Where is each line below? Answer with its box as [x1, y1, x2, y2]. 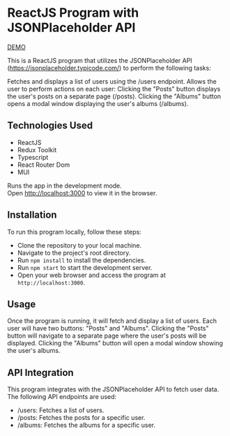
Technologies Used [7, 120, 93, 132]
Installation [7, 209, 57, 221]
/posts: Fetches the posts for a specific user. [17, 414, 146, 422]
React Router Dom [17, 160, 70, 169]
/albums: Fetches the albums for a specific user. [17, 421, 155, 430]
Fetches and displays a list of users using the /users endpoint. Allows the [7, 77, 217, 85]
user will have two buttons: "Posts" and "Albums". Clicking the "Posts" [7, 324, 209, 333]
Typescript [17, 153, 49, 161]
